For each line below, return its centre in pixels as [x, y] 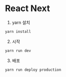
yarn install [18, 31]
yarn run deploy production [33, 70]
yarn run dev [18, 51]
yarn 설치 [21, 22]
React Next [27, 8]
